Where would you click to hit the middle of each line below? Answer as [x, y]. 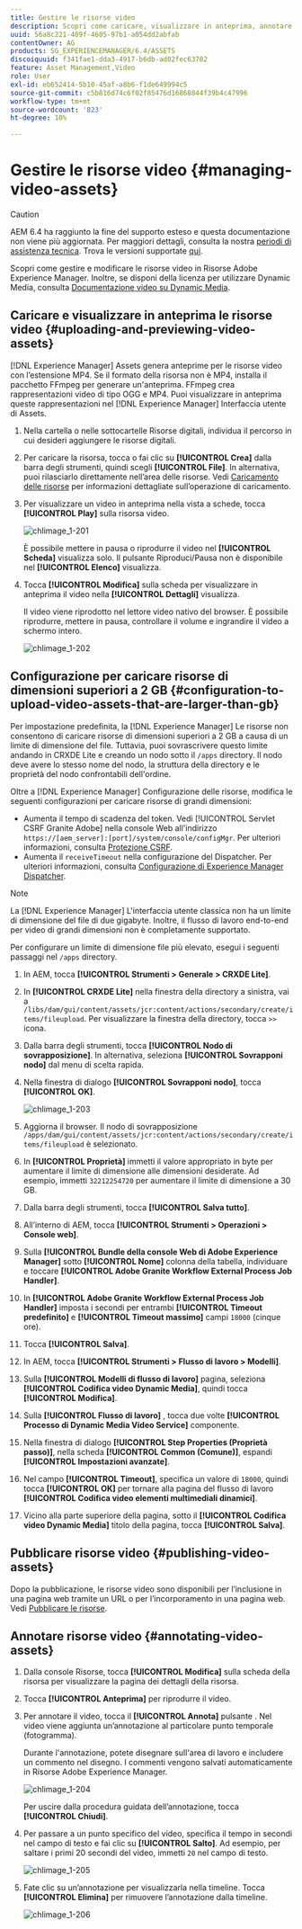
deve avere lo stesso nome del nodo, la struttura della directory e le [135, 764]
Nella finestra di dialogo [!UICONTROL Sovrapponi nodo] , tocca [142, 1082]
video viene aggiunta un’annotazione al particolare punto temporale [148, 1726]
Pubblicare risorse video [80, 1554]
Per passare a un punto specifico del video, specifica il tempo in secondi [158, 1834]
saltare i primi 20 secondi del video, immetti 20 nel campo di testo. [146, 1853]
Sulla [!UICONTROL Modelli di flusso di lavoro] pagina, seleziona [144, 1379]
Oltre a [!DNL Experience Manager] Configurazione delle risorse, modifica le [151, 791]
